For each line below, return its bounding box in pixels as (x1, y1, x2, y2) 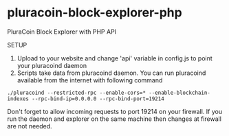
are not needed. (7, 122, 53, 130)
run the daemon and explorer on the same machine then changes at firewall (7, 115, 222, 123)
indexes (7, 95, 30, 102)
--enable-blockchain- (149, 89, 211, 96)
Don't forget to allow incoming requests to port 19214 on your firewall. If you (7, 107, 222, 115)
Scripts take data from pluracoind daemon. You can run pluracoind (17, 69, 206, 77)
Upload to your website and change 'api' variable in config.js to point (17, 54, 213, 63)
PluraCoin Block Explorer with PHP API (7, 27, 117, 36)
